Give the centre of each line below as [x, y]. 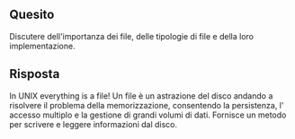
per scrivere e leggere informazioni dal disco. [94, 124]
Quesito [32, 15]
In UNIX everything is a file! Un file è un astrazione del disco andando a [141, 96]
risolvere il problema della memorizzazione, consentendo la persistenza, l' [147, 105]
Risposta [35, 74]
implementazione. [42, 46]
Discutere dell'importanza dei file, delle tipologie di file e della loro [132, 36]
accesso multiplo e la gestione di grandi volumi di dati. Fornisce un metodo [148, 115]
